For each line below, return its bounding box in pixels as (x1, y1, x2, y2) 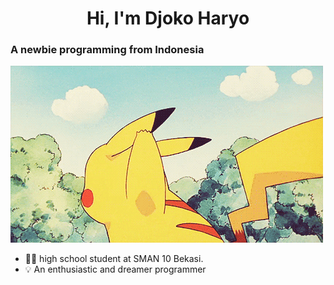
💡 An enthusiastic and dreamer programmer (24, 263, 207, 276)
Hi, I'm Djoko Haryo (86, 7, 250, 30)
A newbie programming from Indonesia (10, 43, 205, 57)
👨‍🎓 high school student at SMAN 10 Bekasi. (24, 253, 204, 265)
